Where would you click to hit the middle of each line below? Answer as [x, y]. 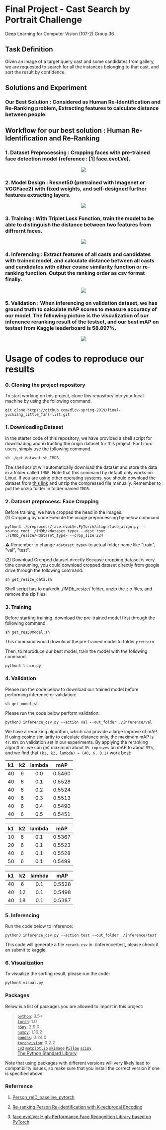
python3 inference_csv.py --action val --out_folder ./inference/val [79, 722]
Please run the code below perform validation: [53, 713]
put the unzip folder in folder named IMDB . [48, 488]
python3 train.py [23, 666]
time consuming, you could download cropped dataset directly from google [83, 565]
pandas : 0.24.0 [32, 1037]
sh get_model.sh [22, 704]
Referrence [19, 1087]
